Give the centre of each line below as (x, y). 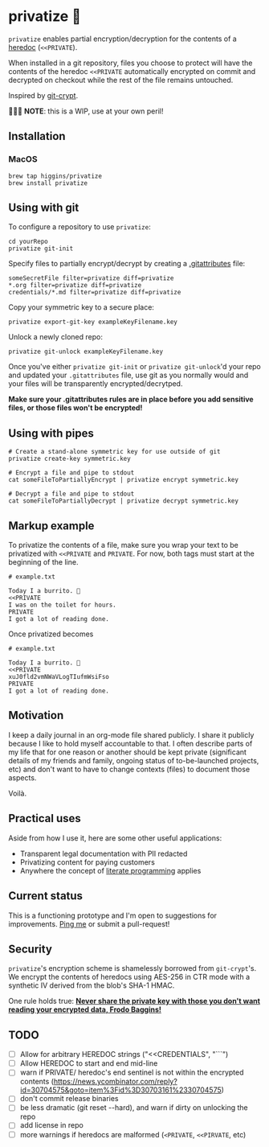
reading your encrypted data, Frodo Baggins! (85, 1009)
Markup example (51, 526)
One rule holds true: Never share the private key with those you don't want (134, 1001)
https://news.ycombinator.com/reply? (116, 1082)
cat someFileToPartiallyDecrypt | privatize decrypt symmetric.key (124, 501)
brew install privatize (48, 183)
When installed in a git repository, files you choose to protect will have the (130, 63)
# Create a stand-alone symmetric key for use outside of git (114, 452)
